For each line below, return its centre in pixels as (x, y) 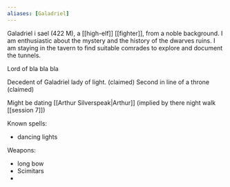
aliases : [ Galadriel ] (38, 13)
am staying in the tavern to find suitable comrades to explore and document (115, 48)
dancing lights (37, 137)
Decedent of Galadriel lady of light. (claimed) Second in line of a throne (108, 82)
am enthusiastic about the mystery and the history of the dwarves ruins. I (111, 40)
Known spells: (27, 123)
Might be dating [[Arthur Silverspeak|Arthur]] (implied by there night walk (112, 102)
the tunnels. (24, 55)
